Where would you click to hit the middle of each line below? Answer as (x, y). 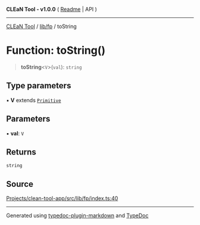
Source (20, 184)
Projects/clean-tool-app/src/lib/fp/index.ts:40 (62, 198)
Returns (21, 152)
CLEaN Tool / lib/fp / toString (42, 26)
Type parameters (39, 86)
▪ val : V (15, 133)
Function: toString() (56, 50)
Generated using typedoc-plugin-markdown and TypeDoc (77, 215)
